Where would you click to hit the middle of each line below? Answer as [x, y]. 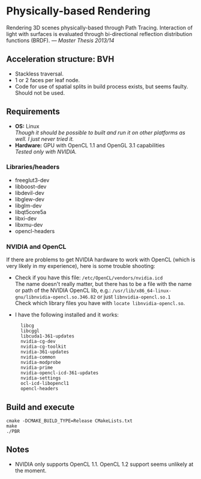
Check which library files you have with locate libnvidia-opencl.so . [100, 303]
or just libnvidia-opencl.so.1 [134, 297]
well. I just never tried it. [44, 138]
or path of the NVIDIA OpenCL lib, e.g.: [63, 290]
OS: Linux [27, 126]
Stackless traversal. [39, 74]
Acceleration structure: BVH [60, 59]
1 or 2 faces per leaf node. [47, 80]
